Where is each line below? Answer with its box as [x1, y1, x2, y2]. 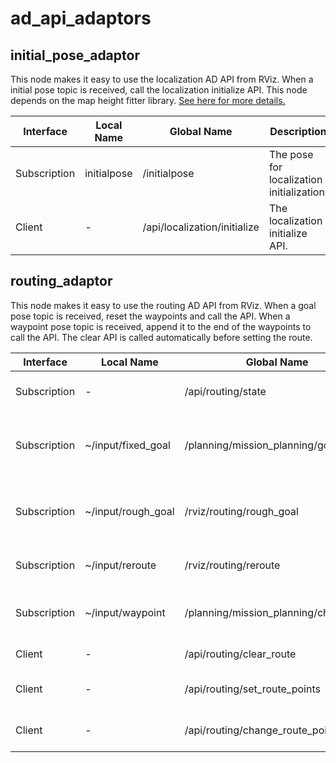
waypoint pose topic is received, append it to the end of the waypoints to [10, 320, 312, 332]
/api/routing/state [184, 384, 267, 398]
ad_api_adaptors [10, 7, 152, 30]
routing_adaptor [10, 273, 113, 290]
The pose [268, 148, 314, 161]
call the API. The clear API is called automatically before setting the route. [10, 331, 313, 343]
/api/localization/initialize [142, 220, 260, 234]
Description [269, 125, 327, 138]
